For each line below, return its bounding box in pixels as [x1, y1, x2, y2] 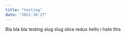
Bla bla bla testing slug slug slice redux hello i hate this [5, 26, 121, 32]
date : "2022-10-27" [5, 12, 47, 17]
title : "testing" [5, 7, 43, 13]
